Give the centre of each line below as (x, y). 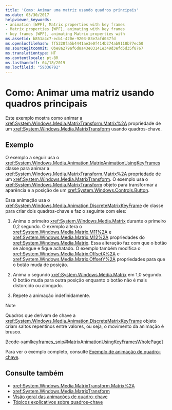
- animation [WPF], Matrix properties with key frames (65, 24)
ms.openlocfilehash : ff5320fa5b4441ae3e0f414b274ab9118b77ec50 (74, 44)
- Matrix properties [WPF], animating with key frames (65, 29)
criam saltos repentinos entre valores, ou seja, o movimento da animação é (85, 326)
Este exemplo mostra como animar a (44, 118)
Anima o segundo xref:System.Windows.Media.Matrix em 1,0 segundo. (88, 274)
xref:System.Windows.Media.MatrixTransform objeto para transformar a (81, 184)
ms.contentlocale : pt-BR (32, 58)
